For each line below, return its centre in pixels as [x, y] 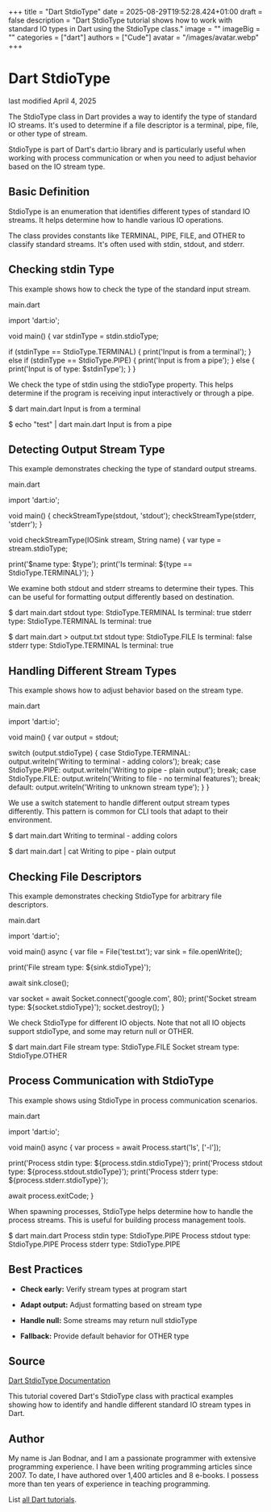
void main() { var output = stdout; [64, 737]
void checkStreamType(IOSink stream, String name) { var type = [115, 540]
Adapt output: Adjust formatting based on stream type [111, 1305]
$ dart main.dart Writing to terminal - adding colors [93, 836]
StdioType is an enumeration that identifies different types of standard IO [129, 211]
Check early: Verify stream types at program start [103, 1289]
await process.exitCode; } [51, 1196]
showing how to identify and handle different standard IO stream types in [130, 1405]
